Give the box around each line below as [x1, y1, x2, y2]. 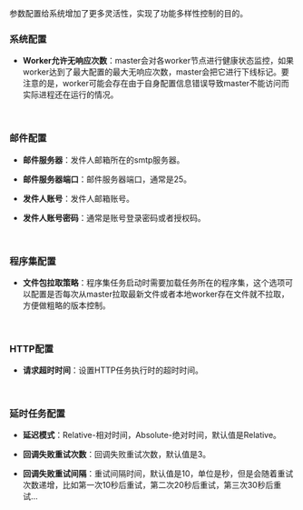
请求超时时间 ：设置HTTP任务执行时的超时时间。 [22, 365, 204, 375]
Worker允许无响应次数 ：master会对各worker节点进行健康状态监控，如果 [22, 55, 295, 66]
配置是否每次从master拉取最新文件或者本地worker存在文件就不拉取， [30, 288, 290, 299]
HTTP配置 [9, 342, 54, 355]
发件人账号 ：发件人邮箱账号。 [22, 193, 134, 204]
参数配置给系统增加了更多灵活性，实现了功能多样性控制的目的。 [9, 8, 248, 18]
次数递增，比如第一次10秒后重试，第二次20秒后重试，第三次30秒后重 [22, 480, 282, 491]
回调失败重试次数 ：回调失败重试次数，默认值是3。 [22, 449, 211, 460]
